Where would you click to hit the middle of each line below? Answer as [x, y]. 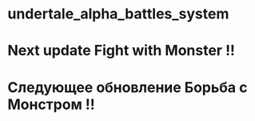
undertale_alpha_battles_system [118, 14]
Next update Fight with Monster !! [122, 51]
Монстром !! [51, 104]
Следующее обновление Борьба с [127, 87]
